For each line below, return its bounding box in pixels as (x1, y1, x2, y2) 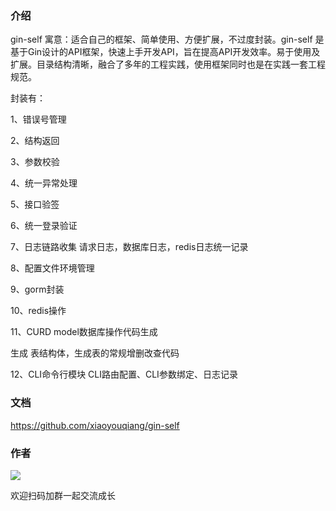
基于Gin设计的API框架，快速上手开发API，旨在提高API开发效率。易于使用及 (10, 46, 321, 58)
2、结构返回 (10, 135, 60, 147)
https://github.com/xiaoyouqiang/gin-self (10, 419, 180, 431)
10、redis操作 (10, 305, 67, 317)
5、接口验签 (10, 198, 60, 211)
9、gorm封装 (10, 283, 65, 296)
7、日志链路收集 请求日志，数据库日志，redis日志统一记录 (10, 241, 249, 253)
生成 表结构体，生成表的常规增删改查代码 (10, 347, 180, 359)
